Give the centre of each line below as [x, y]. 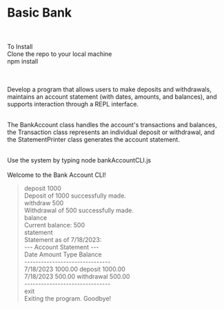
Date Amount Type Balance [63, 254]
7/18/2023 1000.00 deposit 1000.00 [74, 269]
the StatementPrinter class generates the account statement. [94, 139]
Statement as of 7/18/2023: [63, 239]
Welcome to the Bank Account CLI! [57, 175]
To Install [20, 46]
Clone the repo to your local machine [60, 54]
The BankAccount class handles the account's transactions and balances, [112, 124]
